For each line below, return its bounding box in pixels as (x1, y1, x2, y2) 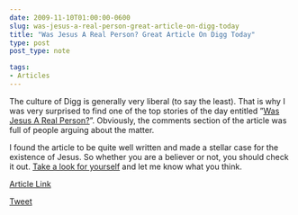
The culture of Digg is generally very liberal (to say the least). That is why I (9, 95, 285, 106)
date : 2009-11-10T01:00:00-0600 (9, 13, 131, 22)
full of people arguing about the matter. (9, 124, 155, 135)
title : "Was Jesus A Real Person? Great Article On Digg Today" (9, 30, 256, 39)
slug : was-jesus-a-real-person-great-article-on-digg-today (9, 22, 240, 31)
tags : (9, 63, 30, 72)
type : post (9, 38, 50, 48)
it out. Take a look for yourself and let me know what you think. (9, 161, 243, 172)
